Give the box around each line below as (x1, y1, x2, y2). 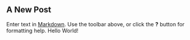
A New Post (6, 5, 52, 15)
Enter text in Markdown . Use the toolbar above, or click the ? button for (6, 20, 185, 27)
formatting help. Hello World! (6, 27, 79, 34)
